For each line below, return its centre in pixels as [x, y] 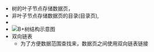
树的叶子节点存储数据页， [42, 8]
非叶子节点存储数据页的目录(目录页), [55, 16]
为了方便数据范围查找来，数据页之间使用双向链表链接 [84, 43]
